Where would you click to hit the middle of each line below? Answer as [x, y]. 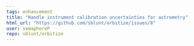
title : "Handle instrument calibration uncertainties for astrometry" [97, 17]
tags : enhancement [29, 12]
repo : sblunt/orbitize [35, 34]
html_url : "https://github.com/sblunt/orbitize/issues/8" [81, 23]
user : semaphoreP [28, 28]
